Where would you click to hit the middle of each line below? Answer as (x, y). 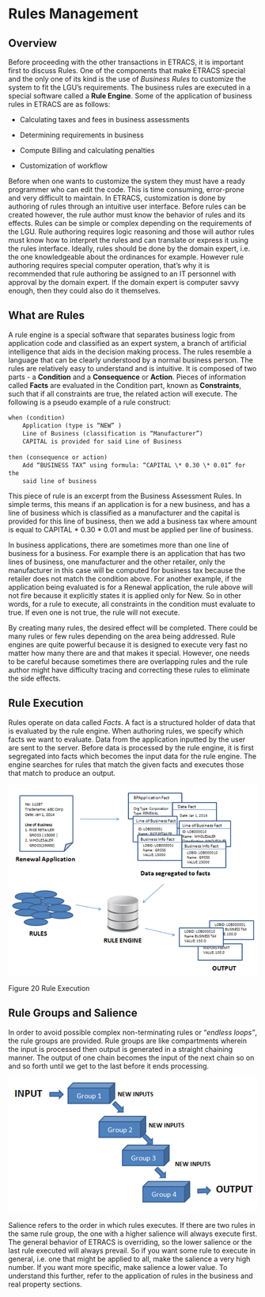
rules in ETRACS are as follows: (59, 104)
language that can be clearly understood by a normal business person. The (131, 360)
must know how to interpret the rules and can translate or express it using (129, 240)
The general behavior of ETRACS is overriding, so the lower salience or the (130, 1242)
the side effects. (35, 678)
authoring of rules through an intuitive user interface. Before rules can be (127, 206)
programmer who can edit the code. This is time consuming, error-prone (127, 190)
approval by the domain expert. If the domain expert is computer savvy (124, 282)
